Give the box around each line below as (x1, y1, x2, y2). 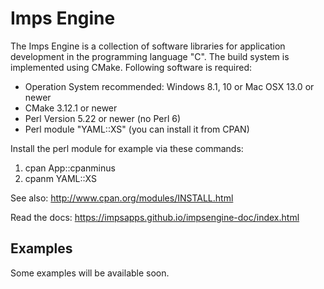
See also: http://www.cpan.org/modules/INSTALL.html (10, 192, 234, 204)
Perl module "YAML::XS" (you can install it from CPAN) (24, 123, 250, 135)
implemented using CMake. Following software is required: (10, 61, 253, 73)
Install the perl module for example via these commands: (10, 142, 244, 154)
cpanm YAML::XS (24, 172, 97, 184)
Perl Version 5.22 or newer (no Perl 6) (24, 112, 182, 124)
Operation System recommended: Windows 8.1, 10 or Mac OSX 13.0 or (24, 80, 315, 92)
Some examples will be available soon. (10, 267, 170, 279)
